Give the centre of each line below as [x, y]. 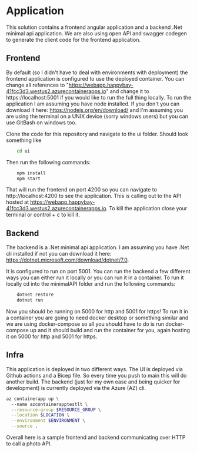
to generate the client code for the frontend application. [74, 39]
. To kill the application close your [146, 209]
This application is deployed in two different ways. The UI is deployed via [95, 369]
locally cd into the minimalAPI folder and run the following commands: [91, 284]
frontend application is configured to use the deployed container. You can [95, 78]
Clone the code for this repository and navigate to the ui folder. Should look [97, 134]
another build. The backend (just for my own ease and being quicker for [93, 382]
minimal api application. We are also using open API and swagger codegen [96, 33]
